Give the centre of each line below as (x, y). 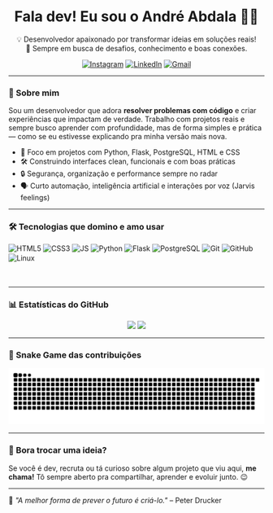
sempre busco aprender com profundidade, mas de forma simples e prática (135, 128)
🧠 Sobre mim (34, 93)
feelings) (35, 198)
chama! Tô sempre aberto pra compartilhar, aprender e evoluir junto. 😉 (128, 476)
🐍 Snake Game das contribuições (75, 355)
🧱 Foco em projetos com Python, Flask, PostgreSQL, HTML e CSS (130, 152)
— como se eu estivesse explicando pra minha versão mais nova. (118, 137)
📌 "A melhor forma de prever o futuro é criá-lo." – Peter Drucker (115, 500)
